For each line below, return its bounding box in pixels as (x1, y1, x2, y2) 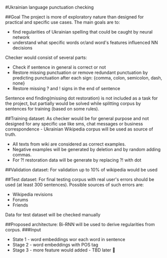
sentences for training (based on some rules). (5, 106, 99, 111)
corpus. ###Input (5, 227, 41, 232)
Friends (12, 202, 28, 208)
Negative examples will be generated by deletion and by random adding (12, 146, 161, 152)
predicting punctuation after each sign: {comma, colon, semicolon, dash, (12, 75, 162, 80)
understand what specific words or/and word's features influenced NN (12, 39, 158, 45)
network (12, 34, 30, 40)
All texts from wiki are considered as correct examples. (12, 141, 126, 147)
